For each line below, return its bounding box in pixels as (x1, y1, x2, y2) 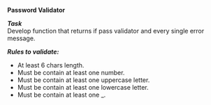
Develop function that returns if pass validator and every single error (7, 27, 205, 35)
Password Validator (7, 6, 66, 14)
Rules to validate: (7, 48, 59, 56)
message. (7, 34, 36, 42)
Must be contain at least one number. (17, 69, 125, 76)
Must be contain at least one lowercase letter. (17, 83, 149, 91)
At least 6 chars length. (17, 61, 85, 69)
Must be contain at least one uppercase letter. (17, 76, 150, 84)
